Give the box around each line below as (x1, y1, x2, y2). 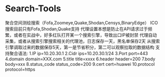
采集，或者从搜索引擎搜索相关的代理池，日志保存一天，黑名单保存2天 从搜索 (5, 38, 160, 44)
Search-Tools (5, 3, 62, 14)
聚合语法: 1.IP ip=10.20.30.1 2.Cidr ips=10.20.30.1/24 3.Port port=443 (9, 50, 148, 56)
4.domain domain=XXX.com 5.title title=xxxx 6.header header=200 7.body (5, 56, 156, 62)
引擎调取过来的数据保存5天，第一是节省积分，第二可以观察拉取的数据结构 (5, 44, 155, 50)
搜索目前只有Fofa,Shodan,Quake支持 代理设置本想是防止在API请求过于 (5, 26, 148, 32)
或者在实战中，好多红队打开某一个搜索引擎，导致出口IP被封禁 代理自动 (13, 32, 157, 38)
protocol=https (5, 66, 35, 72)
